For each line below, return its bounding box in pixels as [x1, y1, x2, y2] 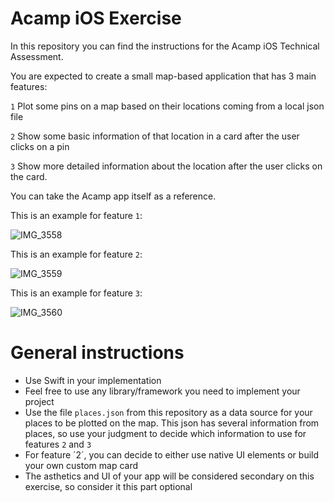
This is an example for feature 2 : [10, 248, 143, 260]
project [24, 395, 55, 407]
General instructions [10, 342, 185, 364]
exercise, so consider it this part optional [24, 480, 193, 492]
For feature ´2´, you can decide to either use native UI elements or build [24, 448, 320, 461]
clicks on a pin [10, 140, 70, 152]
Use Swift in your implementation [24, 374, 162, 386]
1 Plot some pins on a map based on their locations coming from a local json [10, 100, 325, 112]
